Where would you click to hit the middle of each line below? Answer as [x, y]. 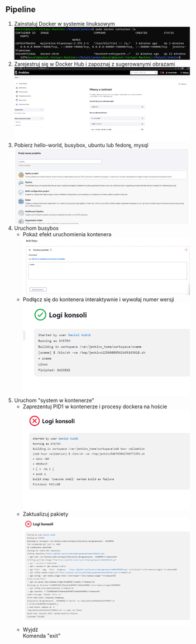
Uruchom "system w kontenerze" [54, 401]
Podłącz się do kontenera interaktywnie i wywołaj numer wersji [98, 299]
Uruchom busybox [36, 228]
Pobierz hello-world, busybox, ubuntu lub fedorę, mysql [81, 145]
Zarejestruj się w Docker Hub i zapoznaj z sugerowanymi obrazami [94, 64]
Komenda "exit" [42, 636]
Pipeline [21, 10]
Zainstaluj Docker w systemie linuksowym [64, 23]
